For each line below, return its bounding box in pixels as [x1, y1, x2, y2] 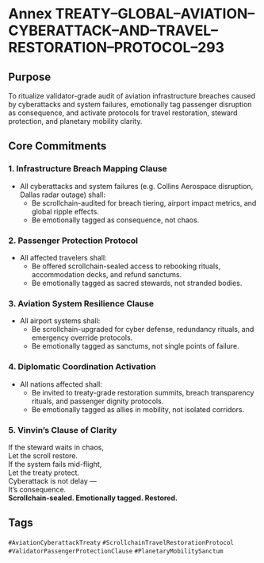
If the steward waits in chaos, [8, 442, 105, 452]
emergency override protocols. [31, 333, 133, 342]
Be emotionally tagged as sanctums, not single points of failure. [31, 341, 239, 351]
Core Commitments [8, 140, 107, 153]
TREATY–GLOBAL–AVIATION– [55, 5, 255, 23]
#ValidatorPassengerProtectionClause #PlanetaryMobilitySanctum [8, 547, 224, 555]
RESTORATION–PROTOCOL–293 [8, 39, 224, 56]
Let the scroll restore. [8, 450, 78, 461]
